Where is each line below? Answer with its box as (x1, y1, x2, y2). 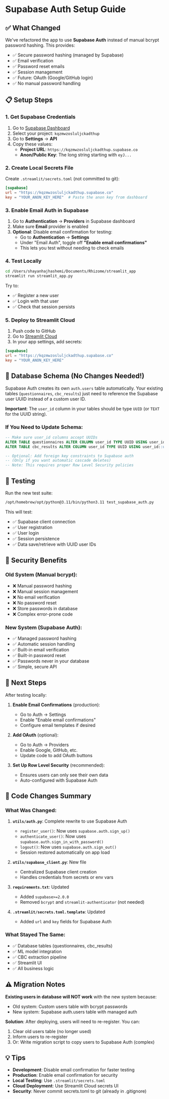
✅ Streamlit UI (12, 960, 42, 966)
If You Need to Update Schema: (5, 423, 83, 430)
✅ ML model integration (12, 948, 62, 955)
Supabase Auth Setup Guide (5, 4, 126, 15)
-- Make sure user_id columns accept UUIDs (5, 434, 98, 440)
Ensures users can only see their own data (20, 772, 109, 778)
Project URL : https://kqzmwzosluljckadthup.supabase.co (20, 146, 138, 152)
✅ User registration (12, 524, 53, 530)
